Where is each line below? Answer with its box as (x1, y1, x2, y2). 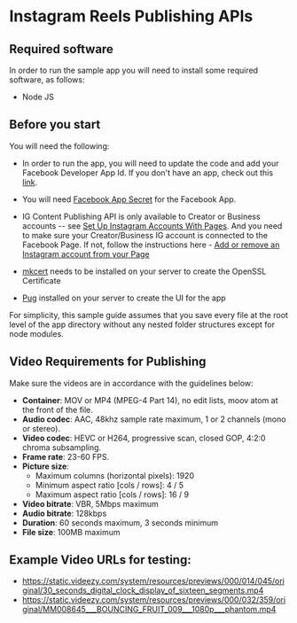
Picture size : (21, 461, 69, 471)
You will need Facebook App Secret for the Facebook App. (21, 193, 237, 205)
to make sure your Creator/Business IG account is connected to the (21, 230, 269, 240)
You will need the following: (9, 140, 110, 152)
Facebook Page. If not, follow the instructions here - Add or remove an (21, 239, 280, 250)
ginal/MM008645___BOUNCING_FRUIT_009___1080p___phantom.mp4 (21, 604, 277, 615)
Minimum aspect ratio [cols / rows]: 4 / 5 (35, 479, 184, 490)
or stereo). (21, 423, 60, 433)
